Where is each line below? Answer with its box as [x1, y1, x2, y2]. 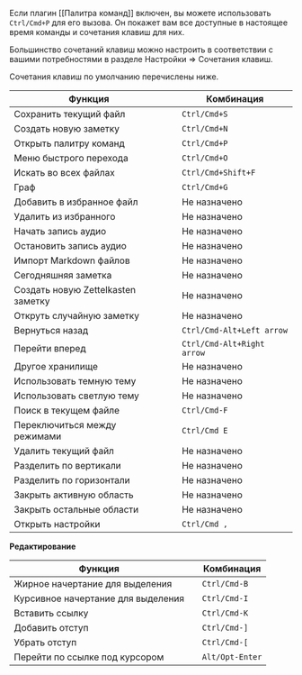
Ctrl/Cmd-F [181, 406, 228, 415]
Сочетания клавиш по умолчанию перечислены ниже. [9, 71, 219, 82]
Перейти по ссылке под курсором [13, 651, 164, 663]
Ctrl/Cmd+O [181, 153, 228, 163]
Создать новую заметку [13, 123, 120, 134]
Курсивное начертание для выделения [13, 592, 185, 605]
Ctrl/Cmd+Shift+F [181, 168, 256, 178]
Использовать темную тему [13, 375, 137, 387]
